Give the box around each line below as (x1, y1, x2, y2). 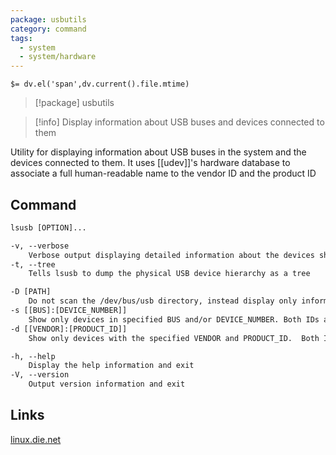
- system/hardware (19, 52, 97, 62)
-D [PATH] (10, 287, 52, 297)
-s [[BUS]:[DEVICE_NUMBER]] (10, 306, 128, 316)
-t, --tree (10, 259, 56, 270)
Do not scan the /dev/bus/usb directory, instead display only (28, 296, 298, 306)
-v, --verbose (10, 241, 70, 251)
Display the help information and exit (28, 361, 195, 371)
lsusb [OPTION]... (10, 222, 87, 233)
